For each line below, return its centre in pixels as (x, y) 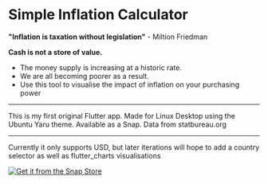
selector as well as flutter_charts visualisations (85, 155)
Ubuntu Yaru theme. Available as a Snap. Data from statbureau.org (118, 124)
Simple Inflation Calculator (99, 15)
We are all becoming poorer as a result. (84, 76)
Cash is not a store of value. (55, 52)
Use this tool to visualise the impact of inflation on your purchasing (130, 84)
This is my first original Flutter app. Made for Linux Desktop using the (122, 115)
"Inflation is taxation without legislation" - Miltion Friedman (108, 37)
